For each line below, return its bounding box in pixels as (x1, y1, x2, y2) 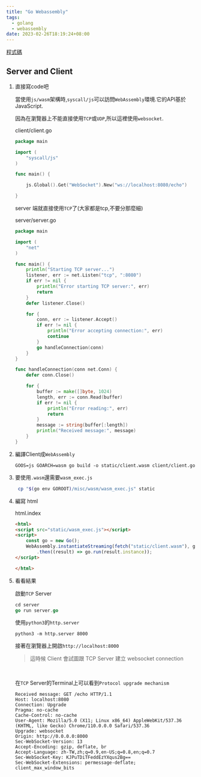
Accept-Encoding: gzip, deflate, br (14, 744, 107, 750)
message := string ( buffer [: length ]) (37, 422, 128, 428)
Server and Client (6, 66, 73, 76)
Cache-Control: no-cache (14, 713, 77, 719)
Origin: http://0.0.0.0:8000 (14, 734, 88, 740)
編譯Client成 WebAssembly (14, 450, 75, 457)
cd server (14, 602, 40, 608)
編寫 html (14, 497, 38, 505)
